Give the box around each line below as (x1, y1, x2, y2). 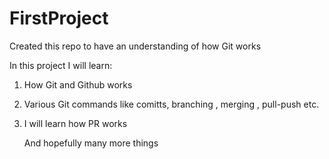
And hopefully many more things (23, 137, 159, 149)
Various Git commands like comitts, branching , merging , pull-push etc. (23, 98, 320, 110)
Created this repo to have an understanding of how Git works (9, 40, 262, 52)
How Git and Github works (23, 78, 133, 91)
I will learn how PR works (23, 117, 128, 129)
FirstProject (9, 7, 109, 30)
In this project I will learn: (9, 59, 113, 71)
